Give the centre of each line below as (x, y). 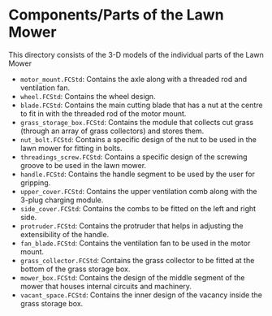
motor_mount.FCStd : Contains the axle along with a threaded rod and (134, 79)
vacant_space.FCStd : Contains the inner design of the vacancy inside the (141, 295)
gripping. (35, 182)
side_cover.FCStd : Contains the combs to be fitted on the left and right (138, 208)
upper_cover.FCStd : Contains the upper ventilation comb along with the (138, 191)
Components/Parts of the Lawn (117, 15)
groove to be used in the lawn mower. (83, 165)
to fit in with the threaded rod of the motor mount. (103, 113)
